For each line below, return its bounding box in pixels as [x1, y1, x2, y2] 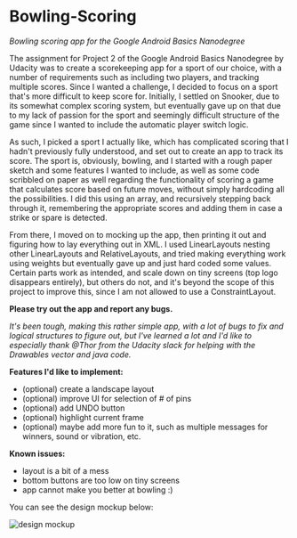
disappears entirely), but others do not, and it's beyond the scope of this [9, 276, 275, 287]
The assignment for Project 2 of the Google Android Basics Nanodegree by [9, 53, 285, 63]
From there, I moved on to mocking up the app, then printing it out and [9, 229, 267, 240]
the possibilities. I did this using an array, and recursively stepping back [9, 193, 271, 204]
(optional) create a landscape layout [21, 383, 155, 394]
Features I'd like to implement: [9, 366, 124, 377]
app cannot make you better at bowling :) [21, 484, 173, 495]
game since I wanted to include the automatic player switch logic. [9, 118, 249, 130]
